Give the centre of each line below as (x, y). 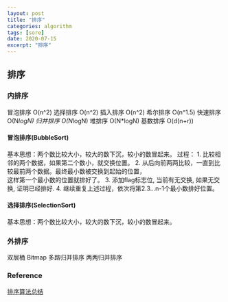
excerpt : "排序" (29, 45)
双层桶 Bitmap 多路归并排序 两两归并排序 (65, 257)
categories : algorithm (39, 26)
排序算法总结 (25, 291)
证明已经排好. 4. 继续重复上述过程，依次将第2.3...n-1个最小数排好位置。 (117, 188)
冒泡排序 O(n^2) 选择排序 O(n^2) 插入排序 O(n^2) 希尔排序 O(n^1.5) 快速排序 (114, 112)
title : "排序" (26, 20)
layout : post (26, 13)
